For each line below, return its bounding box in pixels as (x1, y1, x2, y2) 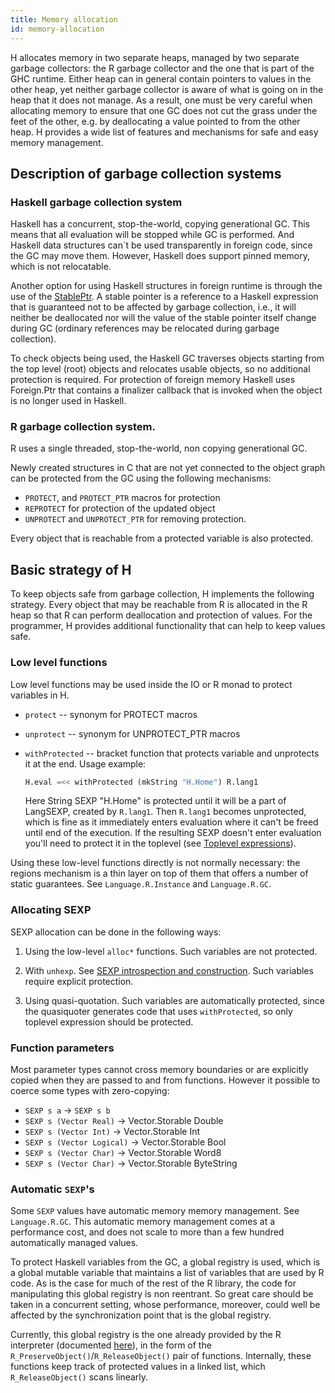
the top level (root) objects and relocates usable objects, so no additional (10, 363, 311, 375)
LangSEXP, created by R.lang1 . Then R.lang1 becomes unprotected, (24, 806, 307, 818)
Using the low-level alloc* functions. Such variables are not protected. (24, 945, 318, 957)
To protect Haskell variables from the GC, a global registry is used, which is (10, 1256, 321, 1268)
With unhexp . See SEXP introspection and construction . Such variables (24, 964, 314, 976)
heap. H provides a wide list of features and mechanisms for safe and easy (10, 126, 319, 138)
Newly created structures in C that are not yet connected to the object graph (10, 462, 326, 474)
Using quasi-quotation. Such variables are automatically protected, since (24, 994, 326, 1006)
